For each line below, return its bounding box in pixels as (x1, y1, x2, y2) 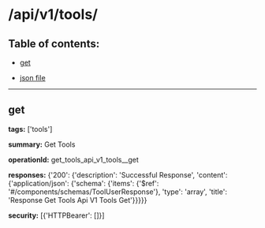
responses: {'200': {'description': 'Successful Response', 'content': (8, 170, 228, 179)
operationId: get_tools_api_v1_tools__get (8, 155, 140, 164)
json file (19, 73, 46, 82)
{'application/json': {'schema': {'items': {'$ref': (8, 178, 159, 188)
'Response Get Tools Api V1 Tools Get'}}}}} (8, 195, 147, 204)
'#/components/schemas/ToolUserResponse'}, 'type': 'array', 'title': (8, 187, 227, 196)
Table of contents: (8, 37, 100, 50)
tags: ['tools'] (8, 124, 53, 133)
